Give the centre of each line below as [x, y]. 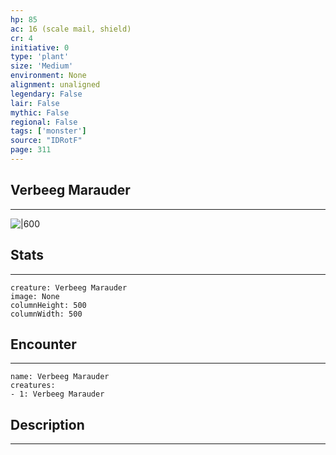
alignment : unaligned [55, 85]
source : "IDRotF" [46, 141]
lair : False [35, 103]
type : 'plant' [40, 57]
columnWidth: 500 [46, 314]
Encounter [43, 344]
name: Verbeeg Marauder [60, 377]
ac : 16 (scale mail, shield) [71, 29]
